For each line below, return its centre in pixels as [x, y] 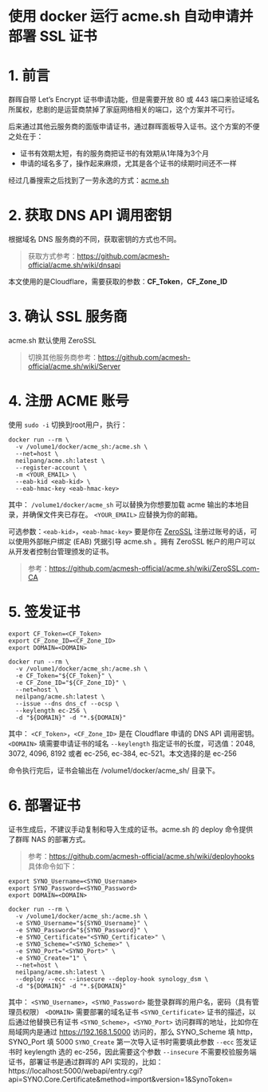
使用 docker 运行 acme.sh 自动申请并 [131, 16]
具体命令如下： [52, 866]
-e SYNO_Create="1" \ [51, 958]
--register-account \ [51, 468]
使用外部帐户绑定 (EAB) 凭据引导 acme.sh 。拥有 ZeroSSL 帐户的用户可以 [135, 541]
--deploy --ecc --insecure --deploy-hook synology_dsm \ [112, 979]
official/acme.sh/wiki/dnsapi [74, 265]
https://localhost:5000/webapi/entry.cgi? [76, 1070]
